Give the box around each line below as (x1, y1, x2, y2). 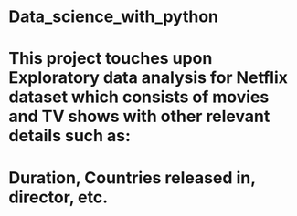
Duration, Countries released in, (8, 167, 256, 188)
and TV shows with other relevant (8, 107, 270, 127)
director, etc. (8, 187, 109, 207)
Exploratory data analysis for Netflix (8, 67, 289, 88)
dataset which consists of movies (8, 87, 270, 108)
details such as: (8, 126, 132, 147)
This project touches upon (8, 48, 213, 69)
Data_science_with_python (8, 6, 219, 27)
